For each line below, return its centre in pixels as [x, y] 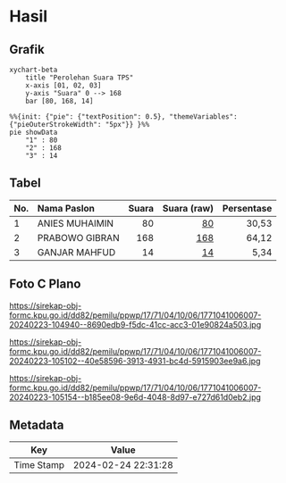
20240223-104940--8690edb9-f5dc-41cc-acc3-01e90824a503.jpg [135, 324]
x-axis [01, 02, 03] [63, 86]
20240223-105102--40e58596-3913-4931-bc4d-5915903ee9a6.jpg [135, 361]
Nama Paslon [66, 208]
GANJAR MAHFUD [76, 252]
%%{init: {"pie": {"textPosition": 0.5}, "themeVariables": [124, 117]
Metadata [37, 425]
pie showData [34, 132]
